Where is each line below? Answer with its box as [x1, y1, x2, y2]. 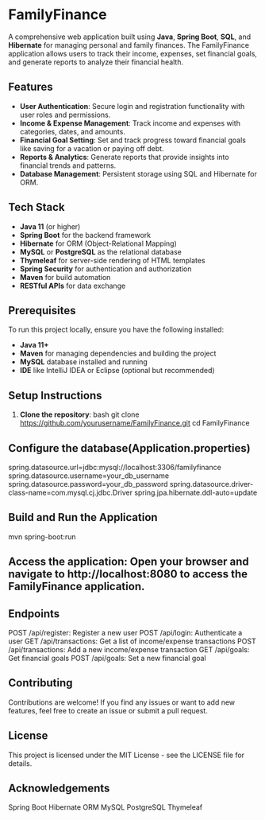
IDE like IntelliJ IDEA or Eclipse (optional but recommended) [19, 366, 216, 375]
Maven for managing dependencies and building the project [19, 348, 217, 359]
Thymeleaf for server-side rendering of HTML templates [19, 255, 205, 265]
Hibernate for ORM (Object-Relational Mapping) [19, 239, 177, 248]
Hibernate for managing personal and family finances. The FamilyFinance [8, 40, 250, 49]
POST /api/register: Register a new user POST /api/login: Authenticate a [8, 628, 243, 638]
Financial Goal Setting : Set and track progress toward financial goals [19, 135, 246, 145]
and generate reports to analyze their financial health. [8, 57, 184, 67]
